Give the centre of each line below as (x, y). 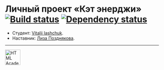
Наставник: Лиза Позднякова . (43, 38)
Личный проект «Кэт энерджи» (73, 9)
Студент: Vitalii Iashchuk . (38, 33)
